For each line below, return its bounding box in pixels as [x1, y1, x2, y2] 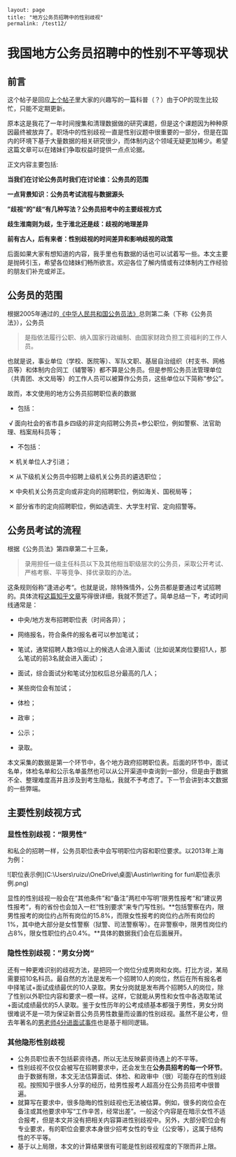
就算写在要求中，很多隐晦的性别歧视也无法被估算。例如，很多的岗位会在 [17, 1098, 226, 1107]
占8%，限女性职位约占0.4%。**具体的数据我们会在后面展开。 [7, 929, 186, 938]
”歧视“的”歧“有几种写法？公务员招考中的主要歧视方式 [7, 205, 162, 213]
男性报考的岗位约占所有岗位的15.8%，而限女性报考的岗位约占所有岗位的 [7, 911, 215, 920]
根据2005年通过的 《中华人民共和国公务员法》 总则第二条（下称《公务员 [7, 309, 213, 318]
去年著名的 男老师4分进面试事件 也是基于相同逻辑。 [7, 1018, 153, 1026]
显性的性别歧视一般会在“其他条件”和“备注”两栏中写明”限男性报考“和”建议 [7, 894, 217, 903]
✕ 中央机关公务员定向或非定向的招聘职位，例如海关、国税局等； [8, 487, 194, 495]
